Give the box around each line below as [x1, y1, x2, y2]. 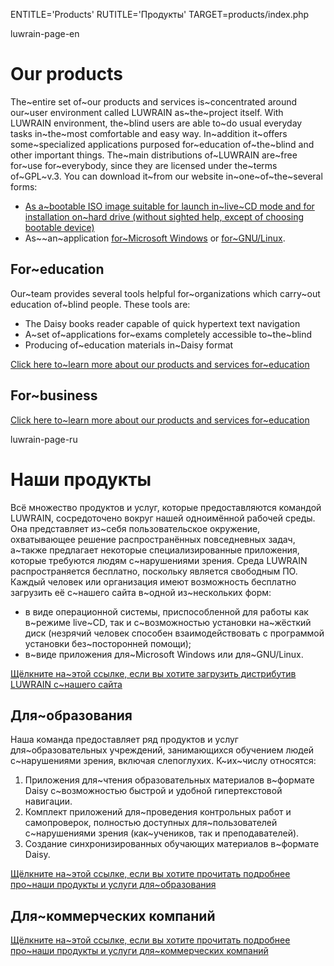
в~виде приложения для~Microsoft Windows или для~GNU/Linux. [24, 648, 304, 660]
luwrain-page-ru [10, 433, 78, 445]
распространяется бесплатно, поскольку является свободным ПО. [10, 565, 298, 577]
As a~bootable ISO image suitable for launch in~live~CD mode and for [24, 200, 315, 212]
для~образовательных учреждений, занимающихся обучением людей [10, 744, 315, 756]
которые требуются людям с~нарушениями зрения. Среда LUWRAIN [10, 554, 308, 566]
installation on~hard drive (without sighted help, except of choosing [24, 210, 305, 223]
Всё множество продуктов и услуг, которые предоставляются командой [10, 501, 322, 513]
